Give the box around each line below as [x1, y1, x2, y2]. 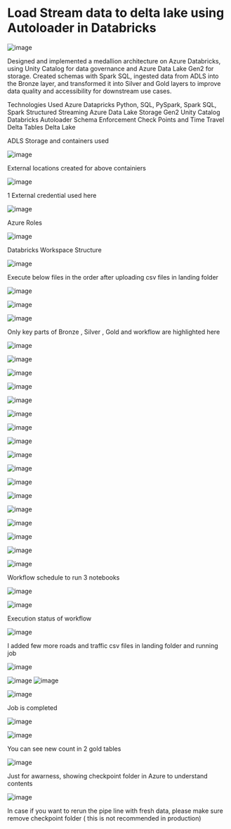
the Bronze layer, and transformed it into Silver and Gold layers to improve [7, 79, 221, 87]
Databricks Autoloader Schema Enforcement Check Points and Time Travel [7, 115, 225, 124]
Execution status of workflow [7, 614, 92, 623]
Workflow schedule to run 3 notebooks [7, 573, 120, 582]
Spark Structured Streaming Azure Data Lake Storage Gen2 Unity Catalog [7, 108, 220, 116]
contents [7, 779, 33, 787]
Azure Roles [7, 218, 42, 227]
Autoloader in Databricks [7, 20, 157, 36]
